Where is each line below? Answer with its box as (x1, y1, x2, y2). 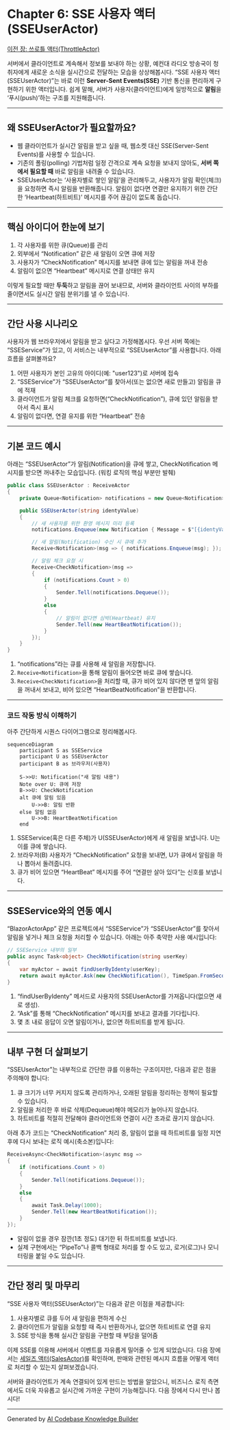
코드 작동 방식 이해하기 (7, 711, 77, 720)
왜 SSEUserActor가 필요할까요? (7, 122, 137, 134)
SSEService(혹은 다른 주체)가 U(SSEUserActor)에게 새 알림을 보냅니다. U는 (16, 834, 220, 842)
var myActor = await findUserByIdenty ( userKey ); (19, 965, 161, 973)
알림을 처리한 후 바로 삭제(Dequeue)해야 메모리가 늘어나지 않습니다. (16, 1106, 199, 1114)
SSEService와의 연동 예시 (7, 905, 112, 917)
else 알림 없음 (19, 809, 57, 816)
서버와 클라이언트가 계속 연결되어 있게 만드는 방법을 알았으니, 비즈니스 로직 (7, 1377, 207, 1385)
